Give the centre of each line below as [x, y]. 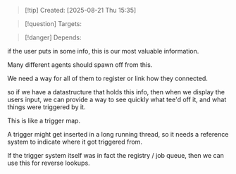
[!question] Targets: [53, 24]
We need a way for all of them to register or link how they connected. [107, 78]
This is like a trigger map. [44, 120]
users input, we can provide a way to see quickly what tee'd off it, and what [117, 99]
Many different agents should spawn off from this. [80, 65]
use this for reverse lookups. [49, 163]
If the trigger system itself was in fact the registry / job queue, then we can [116, 155]
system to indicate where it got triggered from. [75, 142]
